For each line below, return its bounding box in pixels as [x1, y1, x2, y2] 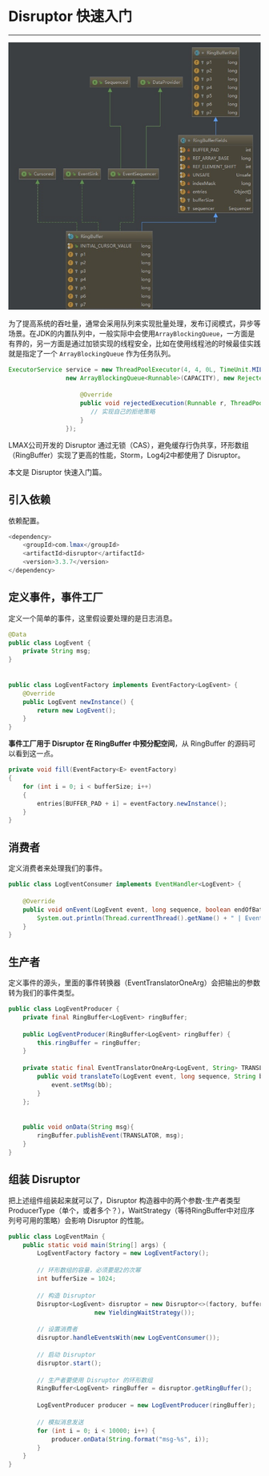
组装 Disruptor [8, 1172, 81, 1186]
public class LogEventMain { [8, 1233, 106, 1241]
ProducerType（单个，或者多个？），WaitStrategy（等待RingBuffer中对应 [8, 1205, 248, 1215]
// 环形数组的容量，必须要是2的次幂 [37, 1266, 142, 1274]
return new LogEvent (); [37, 706, 116, 714]
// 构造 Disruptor [37, 1291, 96, 1300]
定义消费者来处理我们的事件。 [8, 863, 106, 873]
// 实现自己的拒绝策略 [90, 408, 156, 416]
